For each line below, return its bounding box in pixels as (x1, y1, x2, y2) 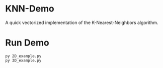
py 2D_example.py (5, 53, 42, 58)
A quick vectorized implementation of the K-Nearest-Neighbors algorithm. (5, 19, 158, 25)
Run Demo (5, 37, 49, 48)
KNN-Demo (5, 3, 54, 14)
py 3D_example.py (5, 58, 42, 63)
